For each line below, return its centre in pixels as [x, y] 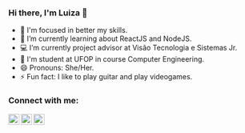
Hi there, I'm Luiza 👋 [48, 13]
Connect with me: [44, 101]
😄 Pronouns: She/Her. [57, 68]
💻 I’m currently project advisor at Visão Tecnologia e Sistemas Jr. [129, 48]
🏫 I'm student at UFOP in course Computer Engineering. [112, 59]
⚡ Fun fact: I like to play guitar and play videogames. [106, 77]
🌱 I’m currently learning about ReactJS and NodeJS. [106, 38]
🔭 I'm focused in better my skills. [74, 30]
